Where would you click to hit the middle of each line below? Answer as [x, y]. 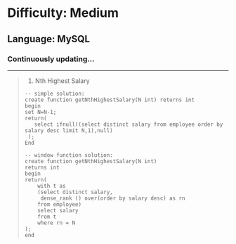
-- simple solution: [54, 94]
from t [47, 217]
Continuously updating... [51, 59]
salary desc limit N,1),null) [69, 130]
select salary [58, 210]
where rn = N [57, 223]
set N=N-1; [40, 112]
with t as [52, 186]
